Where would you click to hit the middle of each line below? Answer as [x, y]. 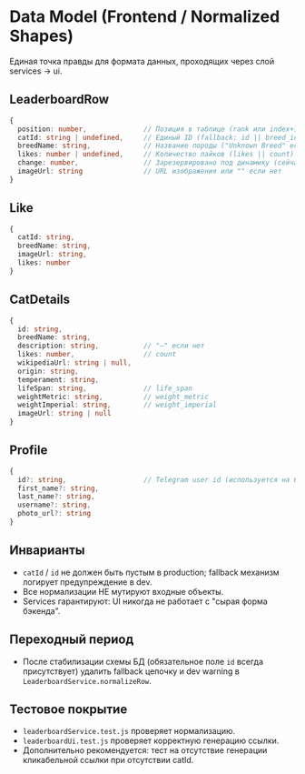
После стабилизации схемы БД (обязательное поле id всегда [143, 661]
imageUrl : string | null [64, 414]
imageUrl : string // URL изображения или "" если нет [150, 171]
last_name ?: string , [56, 497]
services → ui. [36, 71]
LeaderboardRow [59, 100]
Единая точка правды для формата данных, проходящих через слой [142, 61]
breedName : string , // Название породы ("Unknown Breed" [152, 146]
